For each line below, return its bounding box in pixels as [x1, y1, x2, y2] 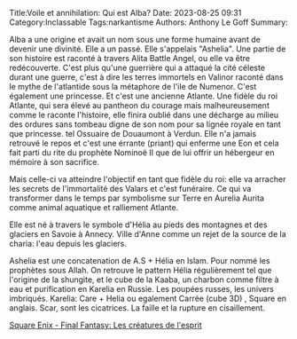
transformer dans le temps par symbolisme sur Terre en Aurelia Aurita [9, 193, 264, 203]
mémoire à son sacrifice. [9, 157, 100, 167]
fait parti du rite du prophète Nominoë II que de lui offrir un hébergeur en [9, 147, 275, 158]
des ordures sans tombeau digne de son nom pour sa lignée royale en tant [9, 119, 281, 130]
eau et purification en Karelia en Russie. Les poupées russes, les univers [9, 284, 275, 294]
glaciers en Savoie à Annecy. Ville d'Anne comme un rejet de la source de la [9, 229, 286, 239]
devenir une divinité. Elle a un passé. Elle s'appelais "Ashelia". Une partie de [9, 43, 286, 54]
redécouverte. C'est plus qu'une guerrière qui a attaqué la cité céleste [9, 62, 266, 73]
